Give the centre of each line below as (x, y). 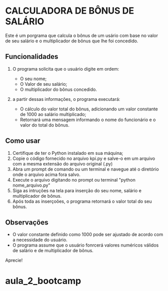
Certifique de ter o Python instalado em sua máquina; (68, 153)
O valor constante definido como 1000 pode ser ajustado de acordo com (88, 235)
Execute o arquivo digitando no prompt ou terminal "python (74, 180)
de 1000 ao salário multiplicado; (53, 114)
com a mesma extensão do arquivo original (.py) (63, 163)
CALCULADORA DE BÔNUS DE (70, 11)
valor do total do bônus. (45, 125)
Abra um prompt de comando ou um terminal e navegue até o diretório (86, 169)
